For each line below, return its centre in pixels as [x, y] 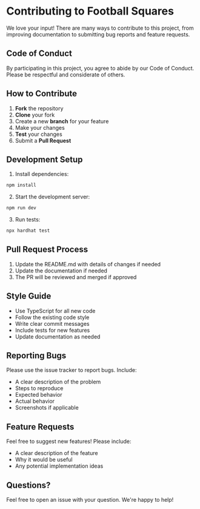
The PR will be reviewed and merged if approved [76, 277]
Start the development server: [52, 197]
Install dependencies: [42, 174]
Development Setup [45, 159]
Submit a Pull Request [43, 140]
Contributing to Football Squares [90, 11]
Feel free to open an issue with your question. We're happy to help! [90, 500]
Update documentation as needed [58, 336]
